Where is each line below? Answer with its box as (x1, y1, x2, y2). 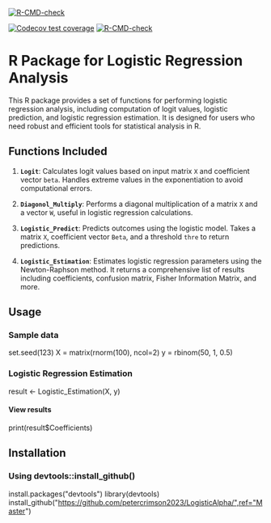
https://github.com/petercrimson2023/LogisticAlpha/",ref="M (57, 497, 263, 507)
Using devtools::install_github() (8, 470, 136, 482)
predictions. (19, 240, 61, 250)
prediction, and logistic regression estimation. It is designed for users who (8, 112, 256, 122)
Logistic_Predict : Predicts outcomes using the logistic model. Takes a (19, 223, 256, 233)
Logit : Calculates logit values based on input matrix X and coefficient (19, 166, 250, 175)
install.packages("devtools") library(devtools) (8, 489, 160, 499)
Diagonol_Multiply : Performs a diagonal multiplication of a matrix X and (19, 199, 258, 209)
